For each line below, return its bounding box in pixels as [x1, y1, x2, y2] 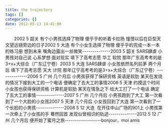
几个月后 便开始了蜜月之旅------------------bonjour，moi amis [11, 117, 140, 123]
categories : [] [5, 17, 37, 22]
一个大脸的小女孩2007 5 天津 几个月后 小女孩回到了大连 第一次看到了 [14, 98, 156, 104]
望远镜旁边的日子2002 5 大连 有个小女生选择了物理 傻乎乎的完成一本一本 [9, 42, 160, 48]
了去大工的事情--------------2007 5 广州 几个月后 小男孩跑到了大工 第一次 [5, 92, 158, 98]
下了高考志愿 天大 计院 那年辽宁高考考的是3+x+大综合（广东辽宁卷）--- [15, 67, 163, 73]
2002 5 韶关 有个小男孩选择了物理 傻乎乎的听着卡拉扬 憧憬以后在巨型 [14, 36, 157, 42]
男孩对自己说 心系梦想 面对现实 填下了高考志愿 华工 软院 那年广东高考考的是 [5, 55, 162, 61]
